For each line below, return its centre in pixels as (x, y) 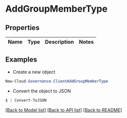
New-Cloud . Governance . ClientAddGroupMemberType (57, 81)
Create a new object (34, 72)
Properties (22, 28)
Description (59, 42)
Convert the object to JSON (42, 91)
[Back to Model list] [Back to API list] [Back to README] (64, 110)
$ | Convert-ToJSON (26, 100)
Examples (21, 60)
